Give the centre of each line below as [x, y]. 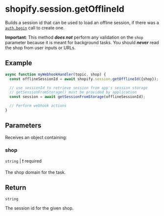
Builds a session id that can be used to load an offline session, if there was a [82, 23]
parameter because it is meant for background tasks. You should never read [82, 42]
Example [19, 63]
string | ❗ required [23, 161]
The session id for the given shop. [39, 208]
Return [16, 188]
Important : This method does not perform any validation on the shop [74, 37]
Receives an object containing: [36, 137]
